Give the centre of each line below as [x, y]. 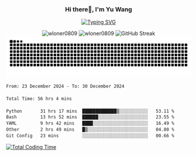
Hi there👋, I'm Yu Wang [99, 9]
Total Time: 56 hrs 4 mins [39, 99]
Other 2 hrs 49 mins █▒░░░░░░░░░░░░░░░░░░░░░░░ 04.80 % [90, 130]
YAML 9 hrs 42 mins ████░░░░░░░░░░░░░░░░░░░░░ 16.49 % [90, 123]
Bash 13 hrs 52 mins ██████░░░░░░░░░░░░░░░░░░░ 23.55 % [90, 117]
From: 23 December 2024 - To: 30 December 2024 [65, 87]
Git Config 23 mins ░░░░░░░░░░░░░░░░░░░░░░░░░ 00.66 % [90, 136]
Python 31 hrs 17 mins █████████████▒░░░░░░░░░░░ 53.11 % [90, 111]
